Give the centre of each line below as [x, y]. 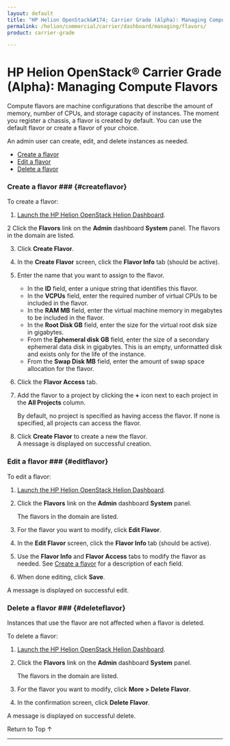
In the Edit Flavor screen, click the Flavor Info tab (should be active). [114, 543]
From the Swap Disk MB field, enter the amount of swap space [116, 361]
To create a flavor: [33, 202]
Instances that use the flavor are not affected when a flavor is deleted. [106, 623]
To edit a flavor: [29, 477]
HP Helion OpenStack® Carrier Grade [114, 72]
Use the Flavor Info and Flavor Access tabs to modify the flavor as [112, 556]
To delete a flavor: [33, 636]
